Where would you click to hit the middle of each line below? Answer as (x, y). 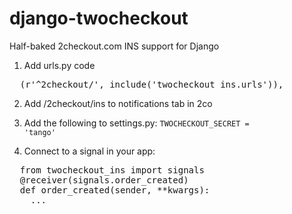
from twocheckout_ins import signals (112, 170)
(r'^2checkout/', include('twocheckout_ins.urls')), (151, 84)
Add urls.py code (59, 65)
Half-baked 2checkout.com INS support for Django (114, 46)
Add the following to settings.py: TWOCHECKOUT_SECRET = (136, 123)
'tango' (39, 132)
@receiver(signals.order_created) (104, 180)
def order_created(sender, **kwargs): (115, 190)
